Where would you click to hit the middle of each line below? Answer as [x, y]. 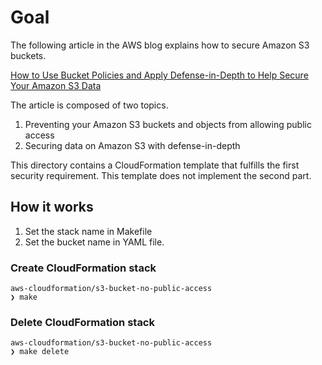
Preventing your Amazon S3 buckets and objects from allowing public [168, 124]
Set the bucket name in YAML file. [94, 242]
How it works [52, 207]
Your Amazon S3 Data [56, 85]
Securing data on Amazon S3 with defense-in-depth [132, 145]
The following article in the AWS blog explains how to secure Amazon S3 [160, 45]
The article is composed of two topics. [89, 105]
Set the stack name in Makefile [88, 231]
